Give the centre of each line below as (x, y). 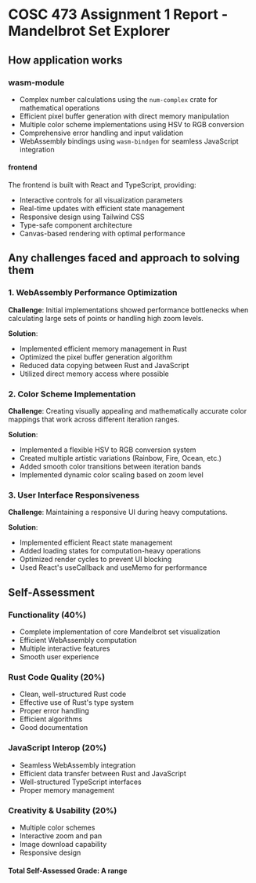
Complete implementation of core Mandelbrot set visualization (120, 632)
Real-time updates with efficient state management (102, 209)
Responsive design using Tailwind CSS (82, 217)
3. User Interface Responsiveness (74, 494)
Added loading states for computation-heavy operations (110, 551)
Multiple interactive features (65, 648)
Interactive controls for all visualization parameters (101, 200)
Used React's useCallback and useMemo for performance (113, 567)
